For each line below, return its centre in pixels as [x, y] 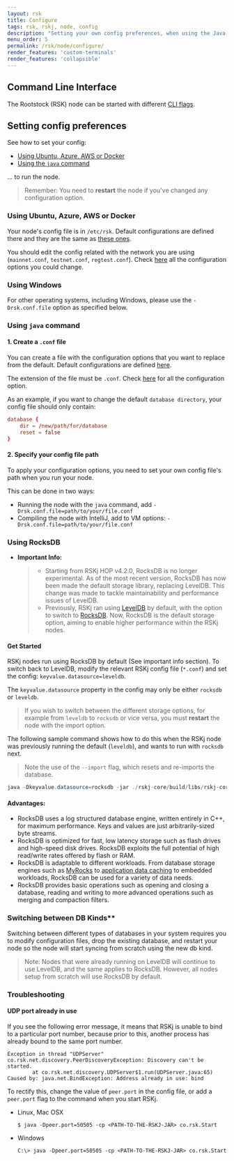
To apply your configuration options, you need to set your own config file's [114, 470]
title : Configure [32, 20]
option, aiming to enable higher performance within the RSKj [132, 623]
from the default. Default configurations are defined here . [89, 365]
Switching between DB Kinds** [61, 918]
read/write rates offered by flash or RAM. [76, 856]
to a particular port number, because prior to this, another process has [108, 1034]
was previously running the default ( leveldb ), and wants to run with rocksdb [116, 747]
